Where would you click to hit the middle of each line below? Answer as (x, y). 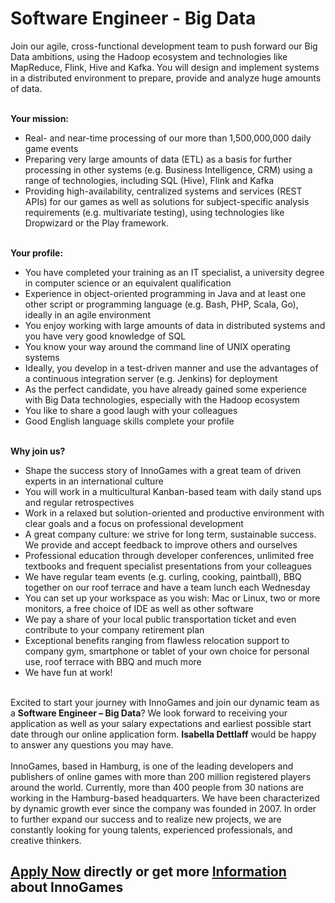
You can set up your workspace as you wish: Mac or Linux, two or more (172, 598)
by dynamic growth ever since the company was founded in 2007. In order (163, 808)
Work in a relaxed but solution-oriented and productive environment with (174, 513)
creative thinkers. (46, 840)
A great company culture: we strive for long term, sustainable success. (170, 534)
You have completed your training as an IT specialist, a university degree (174, 272)
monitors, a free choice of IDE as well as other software (139, 608)
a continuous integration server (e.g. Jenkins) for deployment (151, 378)
